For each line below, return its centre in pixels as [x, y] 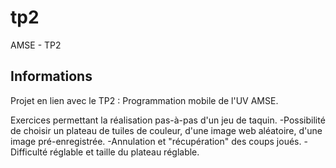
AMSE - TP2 [36, 45]
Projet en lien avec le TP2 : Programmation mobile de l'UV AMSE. [144, 100]
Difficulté [29, 152]
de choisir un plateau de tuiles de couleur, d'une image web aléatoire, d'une [166, 130]
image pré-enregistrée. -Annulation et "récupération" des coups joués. [156, 141]
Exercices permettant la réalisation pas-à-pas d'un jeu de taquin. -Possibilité [168, 120]
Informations [51, 76]
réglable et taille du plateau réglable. [124, 152]
